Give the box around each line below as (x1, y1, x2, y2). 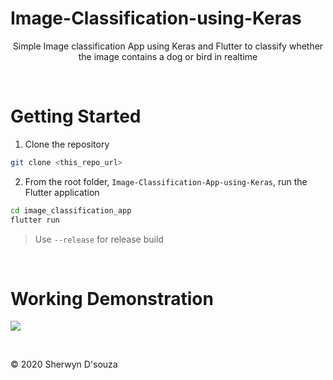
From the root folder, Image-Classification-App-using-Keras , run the (24, 175, 308, 187)
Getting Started (10, 105, 142, 128)
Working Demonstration (10, 287, 214, 310)
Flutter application (24, 186, 100, 198)
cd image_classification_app (10, 205, 132, 216)
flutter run (10, 215, 60, 225)
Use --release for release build (34, 233, 164, 245)
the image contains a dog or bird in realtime (78, 50, 258, 62)
